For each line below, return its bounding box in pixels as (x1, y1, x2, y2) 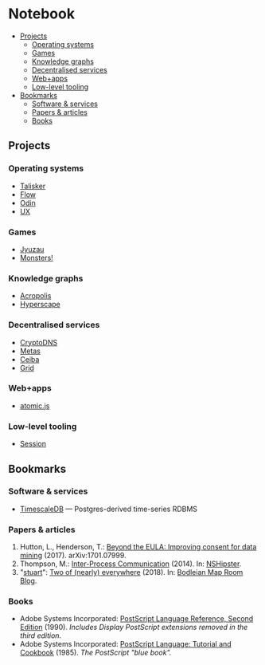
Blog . (19, 576, 37, 586)
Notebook (8, 5, 76, 23)
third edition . (19, 631, 62, 640)
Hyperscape (19, 300, 61, 309)
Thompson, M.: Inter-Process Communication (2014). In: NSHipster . (19, 559, 242, 569)
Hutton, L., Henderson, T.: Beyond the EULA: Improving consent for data (19, 542, 257, 552)
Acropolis (19, 291, 52, 301)
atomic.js (19, 400, 50, 411)
